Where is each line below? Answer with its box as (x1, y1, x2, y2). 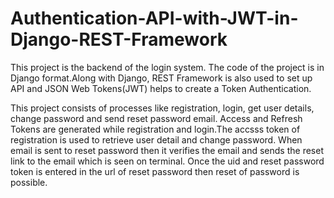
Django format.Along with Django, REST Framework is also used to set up (10, 72, 313, 84)
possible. (10, 176, 48, 188)
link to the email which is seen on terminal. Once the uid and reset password (10, 155, 325, 167)
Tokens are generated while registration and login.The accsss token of (10, 123, 301, 135)
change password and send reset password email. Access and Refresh (10, 112, 303, 124)
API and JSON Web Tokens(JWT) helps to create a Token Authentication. (10, 82, 312, 94)
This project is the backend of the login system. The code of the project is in (10, 61, 325, 73)
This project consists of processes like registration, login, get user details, (10, 102, 315, 114)
